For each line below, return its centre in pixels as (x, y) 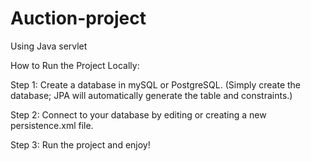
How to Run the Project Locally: (75, 65)
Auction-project (78, 18)
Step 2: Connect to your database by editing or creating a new (138, 114)
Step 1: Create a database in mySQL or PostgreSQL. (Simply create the (155, 84)
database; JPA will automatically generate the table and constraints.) (151, 95)
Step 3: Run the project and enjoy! (80, 144)
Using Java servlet (49, 46)
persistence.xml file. (52, 125)
